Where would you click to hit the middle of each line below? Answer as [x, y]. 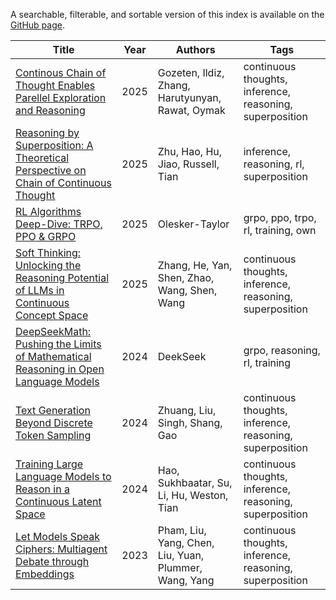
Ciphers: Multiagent [61, 549]
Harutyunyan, [189, 97]
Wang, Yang [186, 580]
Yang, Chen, [186, 542]
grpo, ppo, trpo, [280, 217]
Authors [195, 49]
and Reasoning [50, 110]
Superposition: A [54, 145]
